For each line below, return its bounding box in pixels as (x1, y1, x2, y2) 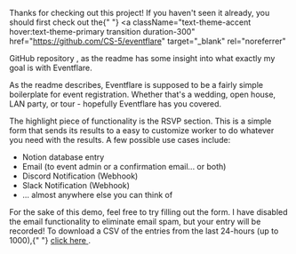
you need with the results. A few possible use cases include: (9, 135, 231, 145)
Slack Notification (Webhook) (21, 180, 131, 190)
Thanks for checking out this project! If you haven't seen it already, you (9, 8, 270, 18)
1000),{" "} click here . (9, 235, 92, 245)
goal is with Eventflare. (9, 62, 93, 73)
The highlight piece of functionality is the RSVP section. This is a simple (9, 115, 272, 126)
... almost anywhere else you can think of (21, 190, 173, 200)
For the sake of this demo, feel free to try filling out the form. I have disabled (9, 207, 288, 217)
